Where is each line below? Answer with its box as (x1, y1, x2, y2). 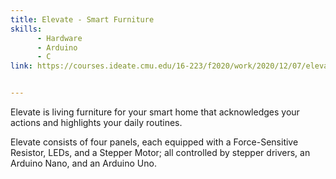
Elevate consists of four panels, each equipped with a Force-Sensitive (10, 136, 299, 148)
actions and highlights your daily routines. (10, 117, 183, 128)
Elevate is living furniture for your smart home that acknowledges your (10, 106, 300, 118)
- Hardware (36, 33, 83, 43)
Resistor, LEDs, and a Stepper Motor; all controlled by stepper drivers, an (10, 147, 311, 158)
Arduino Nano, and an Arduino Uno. (10, 157, 157, 169)
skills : (10, 24, 43, 34)
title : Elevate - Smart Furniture (10, 14, 155, 25)
